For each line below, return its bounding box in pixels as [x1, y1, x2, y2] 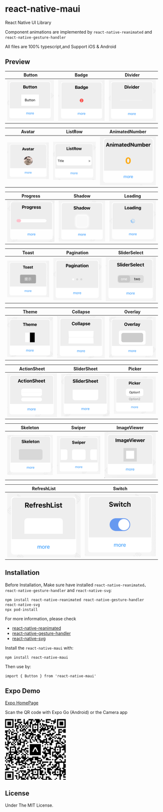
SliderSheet [73, 366, 98, 372]
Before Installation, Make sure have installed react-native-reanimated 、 [5, 582, 149, 588]
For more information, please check [5, 615, 76, 621]
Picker [128, 366, 142, 372]
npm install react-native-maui [5, 655, 68, 660]
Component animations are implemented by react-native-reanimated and [5, 29, 152, 35]
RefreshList [32, 485, 56, 491]
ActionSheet [19, 366, 45, 372]
